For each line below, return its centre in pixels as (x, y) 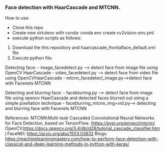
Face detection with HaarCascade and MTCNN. (63, 7)
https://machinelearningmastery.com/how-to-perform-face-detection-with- (82, 139)
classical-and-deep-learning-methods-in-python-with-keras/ (67, 144)
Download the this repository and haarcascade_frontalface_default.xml (84, 48)
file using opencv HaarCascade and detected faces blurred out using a (77, 98)
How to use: (17, 18)
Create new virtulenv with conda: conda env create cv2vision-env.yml (83, 33)
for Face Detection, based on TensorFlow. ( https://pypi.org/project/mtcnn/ (80, 123)
